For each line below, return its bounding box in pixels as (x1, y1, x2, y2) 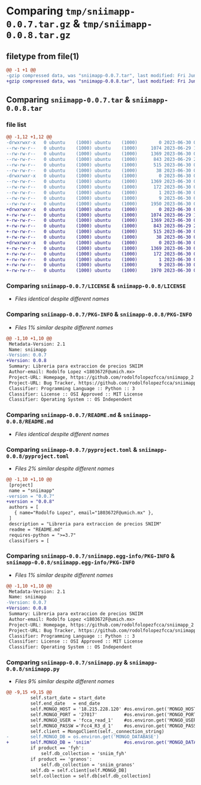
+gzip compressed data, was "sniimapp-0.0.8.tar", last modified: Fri (6, 78, 186, 84)
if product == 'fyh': (30, 745, 84, 751)
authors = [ (8, 504, 39, 510)
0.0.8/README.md (6, 418, 54, 425)
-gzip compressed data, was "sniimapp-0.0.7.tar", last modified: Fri (6, 72, 186, 78)
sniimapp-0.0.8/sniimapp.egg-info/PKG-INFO (6, 559, 135, 566)
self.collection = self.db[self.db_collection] (30, 773, 151, 779)
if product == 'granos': (30, 756, 93, 762)
